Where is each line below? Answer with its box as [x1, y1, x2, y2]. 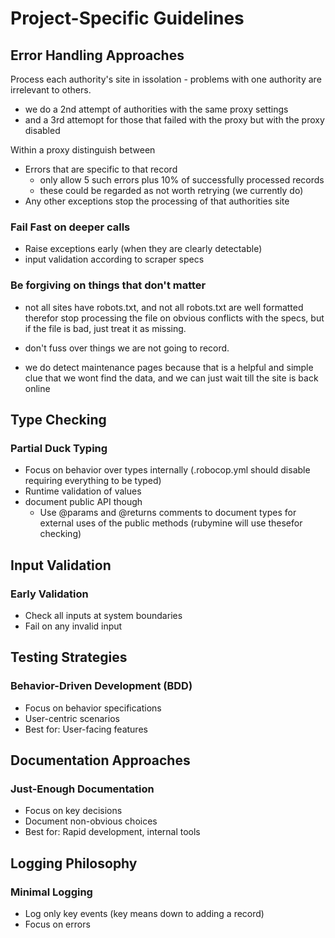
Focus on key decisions [24, 805, 123, 817]
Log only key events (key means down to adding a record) [24, 908, 265, 920]
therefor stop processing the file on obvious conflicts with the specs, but [24, 312, 325, 324]
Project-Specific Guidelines [10, 7, 245, 30]
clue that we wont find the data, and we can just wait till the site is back [24, 372, 319, 384]
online [24, 382, 51, 394]
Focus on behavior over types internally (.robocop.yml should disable [24, 464, 311, 476]
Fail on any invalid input [24, 620, 123, 632]
